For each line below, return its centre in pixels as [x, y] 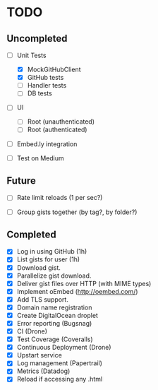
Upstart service [39, 355]
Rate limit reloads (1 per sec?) [60, 198]
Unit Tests [31, 55]
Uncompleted [37, 39]
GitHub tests [45, 78]
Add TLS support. [42, 299]
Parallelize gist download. [54, 276]
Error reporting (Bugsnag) [54, 323]
